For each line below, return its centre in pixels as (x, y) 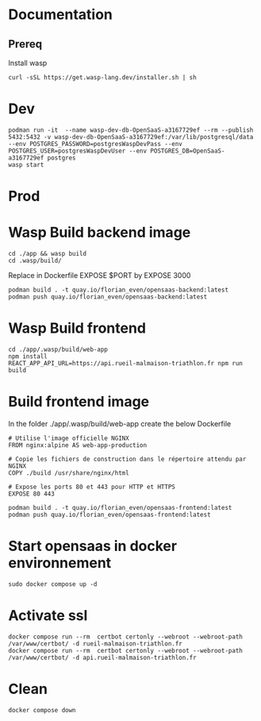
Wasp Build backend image (100, 233)
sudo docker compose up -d (53, 584)
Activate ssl (48, 616)
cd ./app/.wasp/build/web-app (58, 349)
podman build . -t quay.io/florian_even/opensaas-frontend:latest (120, 507)
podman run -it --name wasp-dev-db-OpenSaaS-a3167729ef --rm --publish (131, 130)
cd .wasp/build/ (35, 261)
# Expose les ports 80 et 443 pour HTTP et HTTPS (92, 487)
